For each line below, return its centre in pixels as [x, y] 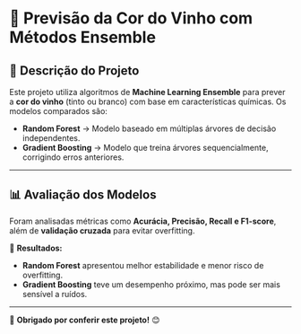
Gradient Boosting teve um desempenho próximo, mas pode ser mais [151, 284]
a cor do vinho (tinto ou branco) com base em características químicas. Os [148, 101]
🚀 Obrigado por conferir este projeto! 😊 [85, 320]
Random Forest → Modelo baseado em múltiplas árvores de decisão [149, 128]
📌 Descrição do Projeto [74, 70]
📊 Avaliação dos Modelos [83, 195]
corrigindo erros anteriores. [73, 157]
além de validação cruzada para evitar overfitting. [102, 230]
